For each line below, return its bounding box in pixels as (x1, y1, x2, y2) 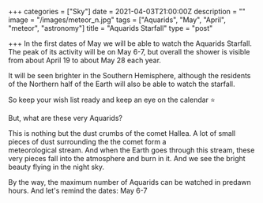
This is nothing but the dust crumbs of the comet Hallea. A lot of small (8, 129, 235, 137)
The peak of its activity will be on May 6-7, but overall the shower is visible (8, 47, 250, 56)
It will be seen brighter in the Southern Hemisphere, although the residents (8, 71, 251, 80)
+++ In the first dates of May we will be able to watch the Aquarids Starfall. (8, 39, 253, 48)
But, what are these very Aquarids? (8, 114, 122, 122)
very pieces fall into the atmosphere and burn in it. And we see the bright (8, 154, 246, 163)
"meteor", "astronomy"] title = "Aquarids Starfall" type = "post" (8, 24, 213, 32)
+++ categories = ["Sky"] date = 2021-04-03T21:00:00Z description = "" (8, 7, 246, 16)
